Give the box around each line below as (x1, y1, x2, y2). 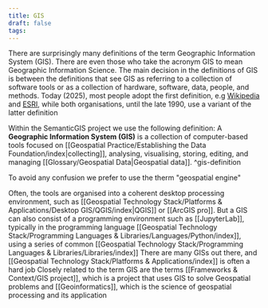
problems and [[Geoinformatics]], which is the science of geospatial (8, 282, 232, 292)
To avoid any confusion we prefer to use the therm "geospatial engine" (8, 173, 242, 182)
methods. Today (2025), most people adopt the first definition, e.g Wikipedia (8, 91, 260, 101)
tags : (8, 26, 26, 34)
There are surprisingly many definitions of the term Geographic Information (8, 49, 256, 58)
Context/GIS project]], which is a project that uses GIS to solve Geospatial (8, 274, 251, 283)
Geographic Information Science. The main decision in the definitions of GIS (8, 66, 258, 75)
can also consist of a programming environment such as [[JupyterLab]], (8, 214, 245, 224)
